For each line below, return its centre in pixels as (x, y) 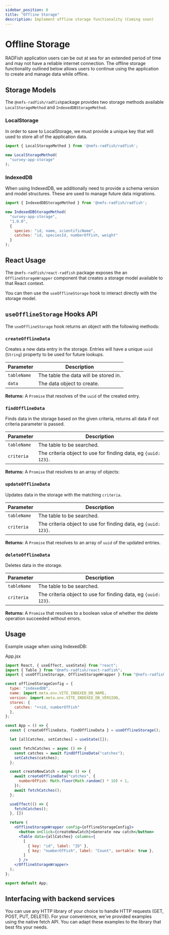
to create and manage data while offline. (47, 74)
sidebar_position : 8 (27, 10)
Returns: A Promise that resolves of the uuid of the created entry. (73, 396)
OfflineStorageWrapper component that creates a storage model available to (84, 278)
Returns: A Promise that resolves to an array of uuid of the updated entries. (83, 542)
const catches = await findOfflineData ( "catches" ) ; (69, 753)
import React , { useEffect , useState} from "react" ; (62, 665)
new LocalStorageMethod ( (31, 155)
